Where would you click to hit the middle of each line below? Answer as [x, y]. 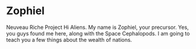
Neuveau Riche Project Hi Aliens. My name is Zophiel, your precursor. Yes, [97, 27]
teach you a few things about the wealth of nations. [69, 40]
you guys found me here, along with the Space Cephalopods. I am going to [98, 33]
